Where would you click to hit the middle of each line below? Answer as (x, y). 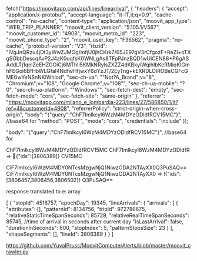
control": (17, 21)
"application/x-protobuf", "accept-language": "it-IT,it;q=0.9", (79, 15)
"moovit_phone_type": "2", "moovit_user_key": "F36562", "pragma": (89, 40)
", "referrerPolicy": (89, 108)
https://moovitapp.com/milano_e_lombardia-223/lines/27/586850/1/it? (94, 102)
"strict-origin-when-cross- (145, 108)
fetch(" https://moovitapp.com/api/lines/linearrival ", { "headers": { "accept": (97, 9)
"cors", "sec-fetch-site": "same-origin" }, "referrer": (103, 96)
